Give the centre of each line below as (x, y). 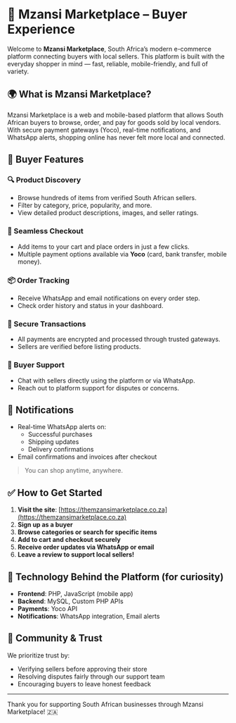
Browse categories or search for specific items (87, 532)
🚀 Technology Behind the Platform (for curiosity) (116, 577)
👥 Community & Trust (55, 638)
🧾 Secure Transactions (47, 323)
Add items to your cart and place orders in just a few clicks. (103, 247)
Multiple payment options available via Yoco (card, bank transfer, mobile (122, 254)
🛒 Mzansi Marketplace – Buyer (97, 14)
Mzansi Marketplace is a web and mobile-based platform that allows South (115, 115)
